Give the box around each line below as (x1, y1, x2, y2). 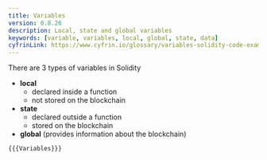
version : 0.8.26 (8, 19, 62, 27)
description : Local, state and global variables (8, 26, 172, 34)
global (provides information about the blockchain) (19, 129, 187, 139)
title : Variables (8, 11, 66, 20)
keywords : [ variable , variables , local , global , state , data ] (8, 33, 219, 42)
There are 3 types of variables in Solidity (8, 63, 141, 72)
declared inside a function (31, 87, 118, 96)
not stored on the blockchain (31, 96, 126, 105)
